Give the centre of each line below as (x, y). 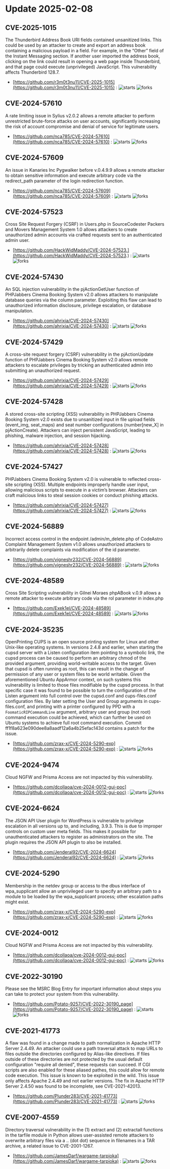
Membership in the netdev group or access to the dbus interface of (75, 885)
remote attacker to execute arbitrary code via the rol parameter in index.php (84, 598)
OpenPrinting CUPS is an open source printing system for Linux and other (82, 642)
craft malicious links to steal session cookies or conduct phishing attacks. (82, 495)
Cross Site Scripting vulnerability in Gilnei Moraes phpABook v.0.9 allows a (83, 593)
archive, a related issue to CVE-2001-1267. (49, 1146)
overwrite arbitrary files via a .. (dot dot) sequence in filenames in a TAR (80, 1140)
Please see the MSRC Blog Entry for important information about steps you (83, 989)
